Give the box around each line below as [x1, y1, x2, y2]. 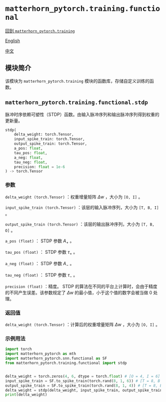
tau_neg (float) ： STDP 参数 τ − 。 [5, 272, 78, 279]
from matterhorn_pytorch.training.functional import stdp [5, 361, 127, 366]
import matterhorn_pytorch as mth [5, 351, 77, 356]
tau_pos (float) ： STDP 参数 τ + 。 [5, 249, 78, 256]
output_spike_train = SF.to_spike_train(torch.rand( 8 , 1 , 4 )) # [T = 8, [5, 383, 158, 388]
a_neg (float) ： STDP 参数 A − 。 [5, 261, 75, 268]
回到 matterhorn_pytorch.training [5, 28, 75, 34]
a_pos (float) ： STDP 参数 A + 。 [5, 237, 75, 245]
